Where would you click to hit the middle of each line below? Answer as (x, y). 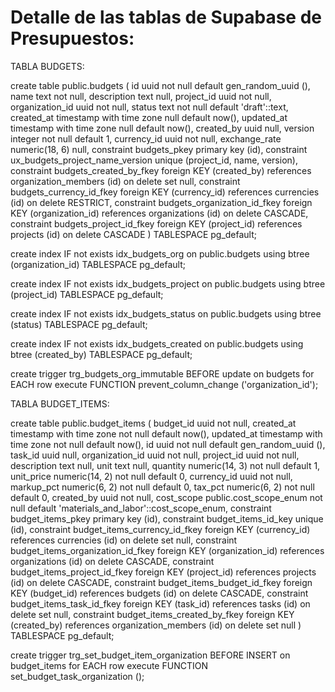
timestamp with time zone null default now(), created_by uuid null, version (162, 128)
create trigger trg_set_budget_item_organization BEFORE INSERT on (150, 655)
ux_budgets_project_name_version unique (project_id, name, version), (154, 160)
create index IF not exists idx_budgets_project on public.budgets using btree (168, 283)
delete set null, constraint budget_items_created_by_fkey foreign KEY (152, 614)
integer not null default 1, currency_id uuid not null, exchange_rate (146, 138)
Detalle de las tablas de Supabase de (166, 17)
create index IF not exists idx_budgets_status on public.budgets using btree (166, 313)
